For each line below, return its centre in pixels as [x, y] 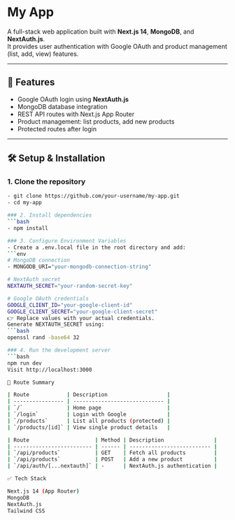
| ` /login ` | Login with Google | [89, 414]
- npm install [28, 228]
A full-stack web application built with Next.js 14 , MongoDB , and [101, 31]
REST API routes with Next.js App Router [76, 114]
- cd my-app [24, 203]
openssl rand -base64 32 [43, 338]
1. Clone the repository [47, 182]
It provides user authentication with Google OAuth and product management [117, 46]
